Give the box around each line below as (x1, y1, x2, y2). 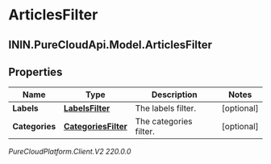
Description (152, 89, 198, 100)
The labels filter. (135, 103, 197, 114)
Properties (8, 65, 63, 78)
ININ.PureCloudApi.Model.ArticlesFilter (8, 38, 212, 52)
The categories (135, 116, 193, 127)
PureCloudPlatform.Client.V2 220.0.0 (8, 147, 131, 157)
